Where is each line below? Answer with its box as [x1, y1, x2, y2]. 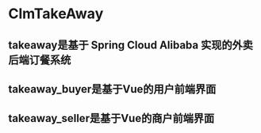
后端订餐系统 [8, 53, 71, 66]
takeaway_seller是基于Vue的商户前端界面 [8, 112, 215, 125]
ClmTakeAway [8, 5, 104, 23]
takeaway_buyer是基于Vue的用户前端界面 [8, 82, 217, 96]
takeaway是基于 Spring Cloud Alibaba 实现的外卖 [8, 38, 254, 51]
